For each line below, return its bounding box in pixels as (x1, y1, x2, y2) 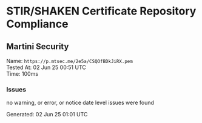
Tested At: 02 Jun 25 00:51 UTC (6, 64, 87, 71)
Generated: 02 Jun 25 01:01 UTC (6, 111, 88, 118)
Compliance (6, 17, 69, 31)
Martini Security (6, 41, 69, 52)
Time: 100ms (6, 70, 38, 77)
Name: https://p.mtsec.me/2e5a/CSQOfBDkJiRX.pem (6, 58, 133, 64)
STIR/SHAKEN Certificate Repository (6, 4, 197, 18)
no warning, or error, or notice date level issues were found (6, 99, 155, 107)
